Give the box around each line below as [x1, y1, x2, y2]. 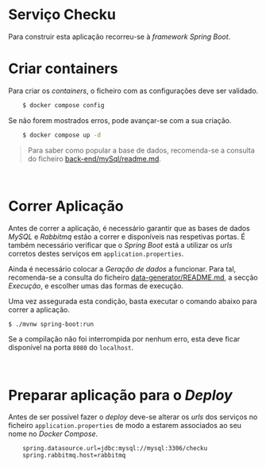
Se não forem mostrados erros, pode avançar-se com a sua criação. [8, 115, 232, 125]
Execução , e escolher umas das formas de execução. [8, 280, 184, 291]
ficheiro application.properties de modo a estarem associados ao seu [8, 421, 242, 430]
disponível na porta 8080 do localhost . [8, 343, 134, 353]
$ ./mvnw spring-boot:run [8, 320, 94, 328]
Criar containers [8, 60, 118, 78]
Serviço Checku [8, 6, 117, 24]
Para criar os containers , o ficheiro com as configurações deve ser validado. [8, 86, 259, 95]
